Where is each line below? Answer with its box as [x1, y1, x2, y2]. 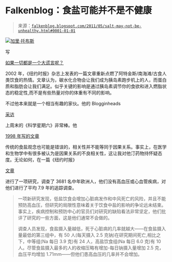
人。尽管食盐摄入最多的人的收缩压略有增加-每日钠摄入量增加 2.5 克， [17, 245, 164, 251]
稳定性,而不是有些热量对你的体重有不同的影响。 [14, 89, 115, 96]
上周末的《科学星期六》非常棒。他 [5, 122, 77, 128]
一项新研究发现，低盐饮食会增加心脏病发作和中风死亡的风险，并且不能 [17, 195, 166, 202]
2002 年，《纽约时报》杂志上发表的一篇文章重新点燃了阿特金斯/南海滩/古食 [5, 70, 162, 77]
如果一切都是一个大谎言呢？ [5, 59, 64, 65]
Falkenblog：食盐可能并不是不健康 [5, 5, 152, 16]
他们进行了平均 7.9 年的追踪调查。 [5, 184, 77, 190]
